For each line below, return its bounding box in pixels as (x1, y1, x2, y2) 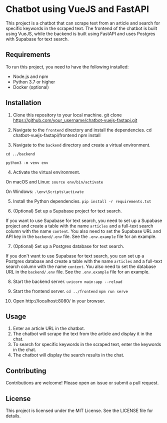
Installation (5, 98, 41, 107)
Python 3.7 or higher (12, 78, 55, 84)
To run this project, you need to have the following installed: (5, 63, 129, 69)
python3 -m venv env (5, 160, 49, 165)
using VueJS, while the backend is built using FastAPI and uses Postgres (5, 30, 155, 36)
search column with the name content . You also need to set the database (5, 263, 156, 269)
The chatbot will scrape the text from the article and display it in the (12, 331, 152, 337)
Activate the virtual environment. (12, 169, 80, 175)
